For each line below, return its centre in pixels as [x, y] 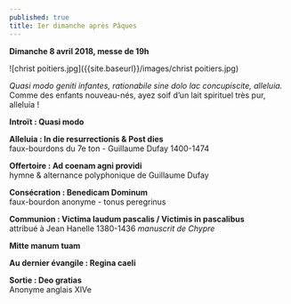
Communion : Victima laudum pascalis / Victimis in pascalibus [127, 219]
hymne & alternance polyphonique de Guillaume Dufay [109, 175]
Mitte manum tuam [45, 245]
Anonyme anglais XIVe [50, 289]
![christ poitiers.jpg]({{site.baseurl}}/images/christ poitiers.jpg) [124, 68]
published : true [39, 17]
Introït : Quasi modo [47, 122]
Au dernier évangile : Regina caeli [73, 262]
